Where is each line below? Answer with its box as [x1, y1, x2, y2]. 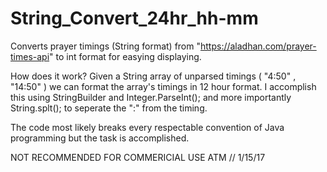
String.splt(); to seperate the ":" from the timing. [10, 102, 208, 114]
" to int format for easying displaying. [49, 50, 202, 62]
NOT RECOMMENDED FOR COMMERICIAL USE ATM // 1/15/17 [10, 151, 266, 163]
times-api [10, 50, 50, 62]
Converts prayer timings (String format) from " [10, 40, 201, 52]
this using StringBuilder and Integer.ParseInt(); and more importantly [10, 91, 292, 103]
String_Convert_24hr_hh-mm [10, 7, 259, 30]
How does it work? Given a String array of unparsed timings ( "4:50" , [10, 70, 297, 82]
